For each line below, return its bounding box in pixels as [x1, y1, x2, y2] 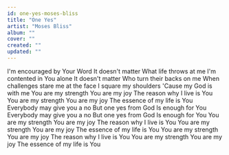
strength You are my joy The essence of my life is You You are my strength [7, 125, 219, 134]
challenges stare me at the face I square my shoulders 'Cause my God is [7, 82, 212, 90]
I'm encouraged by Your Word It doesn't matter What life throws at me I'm [7, 67, 217, 75]
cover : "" [7, 36, 36, 43]
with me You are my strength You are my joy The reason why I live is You [7, 88, 213, 97]
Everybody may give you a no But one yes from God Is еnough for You [7, 104, 207, 112]
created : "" [7, 42, 41, 49]
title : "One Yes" [7, 16, 57, 23]
